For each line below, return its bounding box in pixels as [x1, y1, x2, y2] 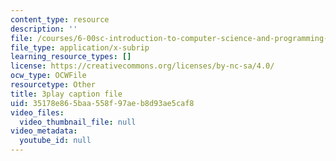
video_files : [10, 107, 65, 118]
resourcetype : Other [10, 80, 97, 90]
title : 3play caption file [10, 89, 123, 99]
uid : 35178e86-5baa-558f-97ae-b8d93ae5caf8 [10, 98, 195, 108]
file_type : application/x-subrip [10, 42, 150, 53]
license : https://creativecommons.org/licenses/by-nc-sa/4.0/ [10, 61, 275, 71]
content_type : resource [10, 14, 110, 25]
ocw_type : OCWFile [10, 71, 87, 81]
